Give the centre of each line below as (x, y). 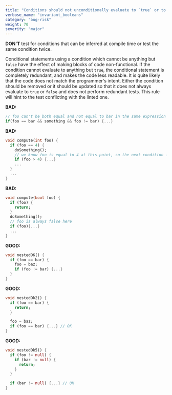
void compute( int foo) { (32, 140)
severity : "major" (25, 29)
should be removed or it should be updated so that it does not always (78, 86)
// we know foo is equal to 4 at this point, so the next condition (89, 155)
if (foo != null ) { (31, 355)
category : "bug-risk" (28, 19)
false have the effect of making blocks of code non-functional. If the (78, 65)
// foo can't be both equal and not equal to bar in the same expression (86, 117)
